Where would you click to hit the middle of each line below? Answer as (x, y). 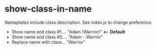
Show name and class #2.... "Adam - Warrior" (57, 37)
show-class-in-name (48, 9)
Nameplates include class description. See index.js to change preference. (78, 22)
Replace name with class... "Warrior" (49, 42)
